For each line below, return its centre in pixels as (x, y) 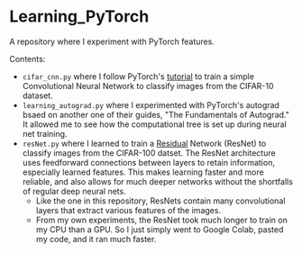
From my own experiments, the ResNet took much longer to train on (162, 220)
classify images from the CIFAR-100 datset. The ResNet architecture (149, 153)
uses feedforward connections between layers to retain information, (148, 162)
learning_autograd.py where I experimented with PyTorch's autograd (151, 104)
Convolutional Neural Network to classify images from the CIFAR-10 (148, 86)
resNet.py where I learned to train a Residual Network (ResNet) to (144, 143)
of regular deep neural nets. (74, 191)
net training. (45, 133)
